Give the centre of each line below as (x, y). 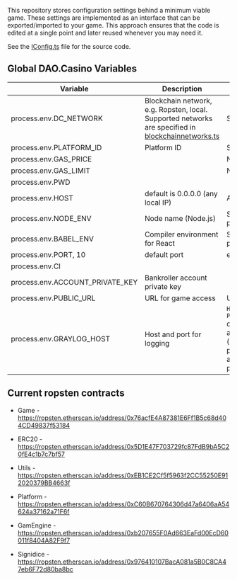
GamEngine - (37, 525)
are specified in (170, 127)
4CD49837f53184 (44, 425)
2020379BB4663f (44, 483)
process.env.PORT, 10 (48, 254)
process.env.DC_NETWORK (57, 118)
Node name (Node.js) (180, 218)
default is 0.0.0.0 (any (181, 193)
